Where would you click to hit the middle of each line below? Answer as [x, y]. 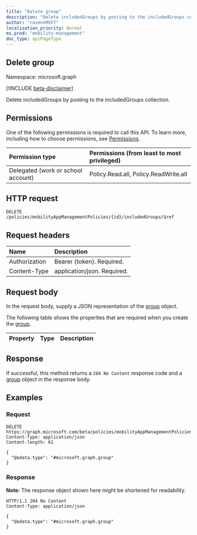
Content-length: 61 [30, 442]
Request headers [38, 235]
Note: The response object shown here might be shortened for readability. [96, 490]
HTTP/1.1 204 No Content [36, 501]
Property [22, 339]
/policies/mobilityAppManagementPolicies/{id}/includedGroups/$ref [90, 217]
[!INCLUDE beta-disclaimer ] [40, 88]
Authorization [28, 262]
